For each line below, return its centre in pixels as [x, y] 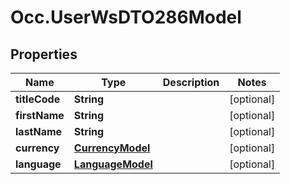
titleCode [38, 99]
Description [191, 82]
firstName [40, 115]
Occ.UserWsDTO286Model [126, 17]
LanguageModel [113, 164]
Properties [44, 54]
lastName [39, 131]
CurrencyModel [112, 148]
